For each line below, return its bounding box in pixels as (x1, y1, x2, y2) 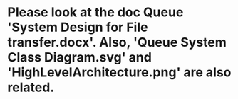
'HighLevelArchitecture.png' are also (7, 64, 232, 81)
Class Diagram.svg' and (7, 49, 152, 66)
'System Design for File (7, 19, 148, 35)
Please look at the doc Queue (7, 4, 184, 21)
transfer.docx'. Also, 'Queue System (7, 35, 227, 50)
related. (7, 79, 55, 95)
